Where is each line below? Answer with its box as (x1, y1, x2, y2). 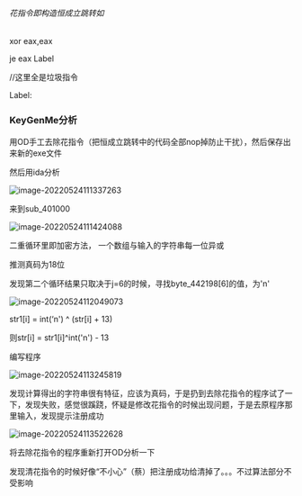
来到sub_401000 (9, 203, 70, 214)
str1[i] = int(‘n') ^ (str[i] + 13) (9, 313, 113, 324)
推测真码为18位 (9, 258, 66, 269)
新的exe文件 (16, 148, 63, 158)
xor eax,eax (9, 36, 53, 47)
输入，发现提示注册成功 (16, 410, 104, 421)
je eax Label (9, 53, 55, 64)
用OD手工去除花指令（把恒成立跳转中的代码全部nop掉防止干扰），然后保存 (9, 136, 284, 147)
